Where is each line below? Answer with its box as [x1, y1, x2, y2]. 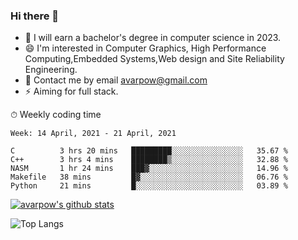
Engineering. [24, 64, 78, 76]
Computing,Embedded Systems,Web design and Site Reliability [24, 53, 285, 65]
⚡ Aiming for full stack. [24, 85, 119, 98]
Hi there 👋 [10, 9, 60, 23]
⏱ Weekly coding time [10, 109, 102, 121]
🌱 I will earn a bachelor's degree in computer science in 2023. [24, 32, 282, 44]
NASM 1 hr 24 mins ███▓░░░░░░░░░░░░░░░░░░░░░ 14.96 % [10, 164, 288, 174]
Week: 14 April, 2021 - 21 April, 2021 [10, 129, 177, 139]
